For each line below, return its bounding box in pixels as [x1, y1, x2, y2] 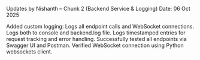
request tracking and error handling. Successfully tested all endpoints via [6, 36, 187, 42]
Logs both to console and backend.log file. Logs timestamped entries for [6, 29, 186, 36]
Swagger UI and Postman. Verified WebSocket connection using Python [6, 42, 184, 49]
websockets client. [6, 48, 53, 55]
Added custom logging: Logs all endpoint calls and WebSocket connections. [6, 23, 195, 30]
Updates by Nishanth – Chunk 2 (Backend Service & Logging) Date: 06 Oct [6, 5, 190, 12]
